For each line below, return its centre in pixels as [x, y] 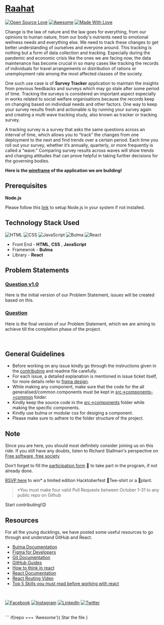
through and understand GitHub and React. [49, 537]
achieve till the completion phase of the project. [53, 329]
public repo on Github [39, 495]
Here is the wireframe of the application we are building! [64, 170]
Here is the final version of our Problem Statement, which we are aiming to [80, 324]
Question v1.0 [22, 284]
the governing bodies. [27, 161]
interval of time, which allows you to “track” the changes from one [72, 135]
